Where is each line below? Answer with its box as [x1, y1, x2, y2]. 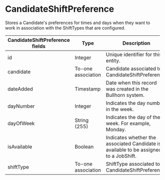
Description [122, 39, 151, 46]
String [74, 117, 89, 123]
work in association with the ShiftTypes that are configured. [5, 25, 126, 30]
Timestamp [74, 85, 101, 92]
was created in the [106, 85, 149, 92]
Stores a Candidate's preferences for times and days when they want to [5, 20, 151, 26]
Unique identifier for [106, 51, 152, 58]
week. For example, [106, 120, 151, 126]
